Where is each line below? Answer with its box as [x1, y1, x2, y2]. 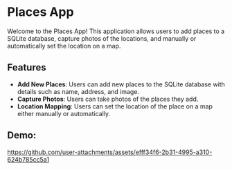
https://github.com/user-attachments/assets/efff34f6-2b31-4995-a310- [7, 148, 213, 156]
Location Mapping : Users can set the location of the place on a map [17, 102, 213, 111]
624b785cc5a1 [7, 155, 50, 163]
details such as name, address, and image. [17, 87, 140, 95]
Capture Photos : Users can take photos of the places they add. [17, 95, 199, 103]
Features [7, 62, 46, 73]
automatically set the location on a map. [7, 41, 121, 50]
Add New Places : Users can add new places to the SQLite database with [17, 80, 225, 88]
